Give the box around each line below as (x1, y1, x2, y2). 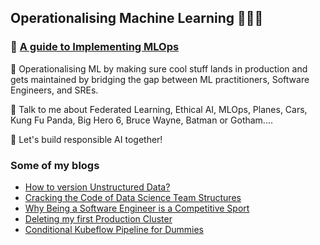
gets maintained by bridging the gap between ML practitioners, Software (10, 73, 310, 85)
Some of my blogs (10, 158, 100, 172)
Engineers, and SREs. (10, 84, 99, 96)
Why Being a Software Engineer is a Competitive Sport (24, 202, 250, 214)
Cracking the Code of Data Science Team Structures (24, 191, 242, 203)
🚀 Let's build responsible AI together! (10, 133, 163, 145)
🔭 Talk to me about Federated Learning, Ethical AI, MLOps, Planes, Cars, (10, 103, 308, 115)
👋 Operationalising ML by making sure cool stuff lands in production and (10, 62, 308, 75)
